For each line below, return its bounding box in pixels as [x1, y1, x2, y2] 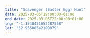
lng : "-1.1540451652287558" [5, 21, 64, 26]
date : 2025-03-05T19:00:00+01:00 [5, 12, 75, 17]
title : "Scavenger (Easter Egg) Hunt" [5, 7, 86, 12]
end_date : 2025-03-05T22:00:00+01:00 [5, 16, 84, 21]
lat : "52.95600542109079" [5, 26, 59, 31]
